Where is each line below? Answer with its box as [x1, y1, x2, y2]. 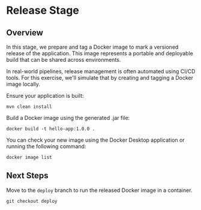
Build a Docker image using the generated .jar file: [6, 115, 130, 121]
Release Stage [6, 4, 79, 17]
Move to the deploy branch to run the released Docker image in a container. [6, 187, 193, 194]
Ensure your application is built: [6, 92, 84, 99]
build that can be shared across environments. [6, 56, 121, 63]
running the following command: [6, 143, 86, 150]
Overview [6, 28, 44, 38]
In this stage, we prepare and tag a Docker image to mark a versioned [6, 43, 179, 50]
